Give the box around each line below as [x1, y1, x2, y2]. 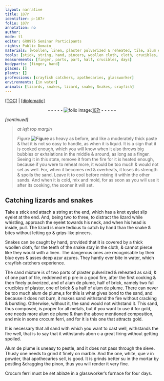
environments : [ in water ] [5, 80, 58, 84]
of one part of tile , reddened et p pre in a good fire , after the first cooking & [5, 275, 156, 281]
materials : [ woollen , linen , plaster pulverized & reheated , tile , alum [5, 48, 156, 53]
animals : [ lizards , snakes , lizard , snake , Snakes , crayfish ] [5, 84, 134, 89]
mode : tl [5, 35, 23, 40]
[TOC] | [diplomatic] [5, 98, 45, 103]
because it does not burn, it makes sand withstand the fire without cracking [5, 296, 157, 301]
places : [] [5, 66, 27, 71]
